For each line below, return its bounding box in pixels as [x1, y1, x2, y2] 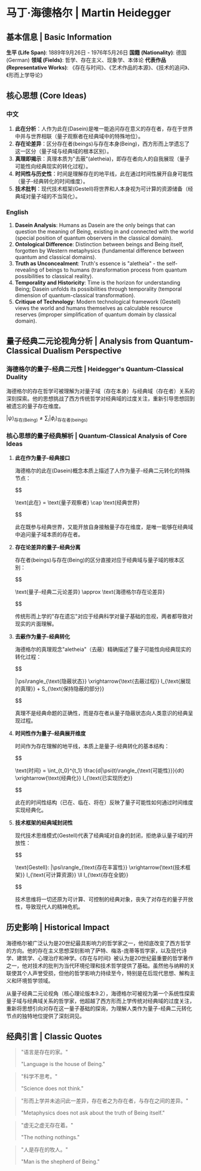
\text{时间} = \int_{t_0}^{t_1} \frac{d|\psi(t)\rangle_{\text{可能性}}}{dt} [14, 767, 184, 774]
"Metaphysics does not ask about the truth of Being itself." [20, 1109, 165, 1116]
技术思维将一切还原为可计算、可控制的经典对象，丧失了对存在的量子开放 [14, 895, 193, 903]
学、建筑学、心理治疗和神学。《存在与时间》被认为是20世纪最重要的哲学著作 [6, 954, 194, 961]
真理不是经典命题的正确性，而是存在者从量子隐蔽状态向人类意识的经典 [14, 709, 188, 716]
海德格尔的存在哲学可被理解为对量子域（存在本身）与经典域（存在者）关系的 [6, 387, 195, 395]
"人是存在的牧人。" [20, 1146, 68, 1154]
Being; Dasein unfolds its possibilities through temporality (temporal [14, 285, 182, 292]
